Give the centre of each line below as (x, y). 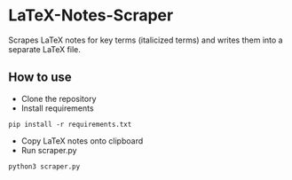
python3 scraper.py (44, 166)
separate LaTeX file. (44, 49)
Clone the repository (59, 98)
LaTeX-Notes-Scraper (91, 16)
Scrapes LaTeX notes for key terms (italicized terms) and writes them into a (146, 40)
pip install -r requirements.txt (70, 124)
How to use (40, 78)
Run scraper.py (49, 150)
